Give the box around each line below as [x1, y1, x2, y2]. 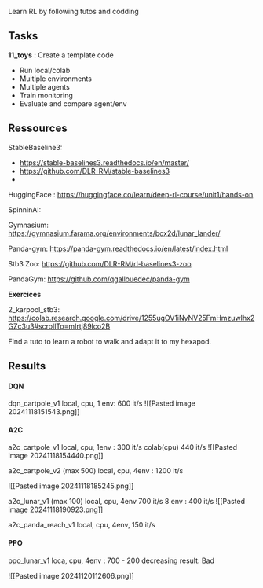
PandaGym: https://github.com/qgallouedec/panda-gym [8, 274, 190, 284]
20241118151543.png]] [8, 407, 80, 417]
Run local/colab [19, 65, 71, 75]
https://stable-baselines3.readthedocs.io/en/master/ [19, 157, 190, 167]
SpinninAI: [8, 204, 42, 215]
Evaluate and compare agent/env [19, 98, 127, 108]
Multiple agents [19, 82, 71, 91]
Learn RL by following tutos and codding [8, 7, 139, 16]
